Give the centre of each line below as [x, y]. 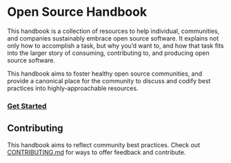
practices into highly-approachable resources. [73, 88]
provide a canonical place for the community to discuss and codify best [109, 80]
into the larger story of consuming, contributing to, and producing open [109, 53]
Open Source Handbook [77, 12]
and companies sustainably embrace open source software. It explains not [113, 38]
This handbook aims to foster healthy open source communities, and [105, 74]
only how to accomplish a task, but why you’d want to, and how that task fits [115, 45]
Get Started [27, 106]
